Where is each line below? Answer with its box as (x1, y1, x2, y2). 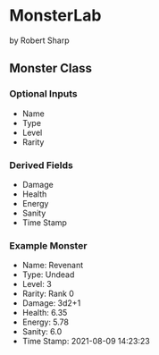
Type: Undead (21, 269, 75, 280)
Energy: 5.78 (21, 317, 70, 327)
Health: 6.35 (21, 308, 68, 318)
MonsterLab (9, 5, 102, 26)
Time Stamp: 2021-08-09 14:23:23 (21, 336, 150, 347)
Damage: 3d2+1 (21, 298, 81, 309)
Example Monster (9, 239, 88, 251)
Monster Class (9, 61, 92, 76)
